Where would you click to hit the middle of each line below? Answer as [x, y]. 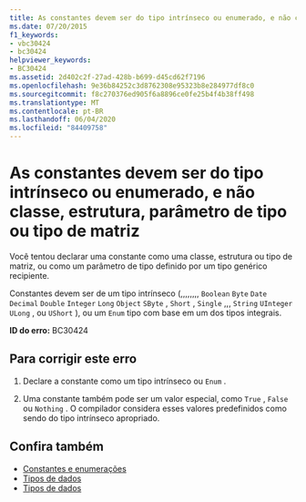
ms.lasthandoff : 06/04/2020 [63, 119]
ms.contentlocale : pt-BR [56, 111]
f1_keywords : [34, 35]
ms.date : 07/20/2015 [49, 26]
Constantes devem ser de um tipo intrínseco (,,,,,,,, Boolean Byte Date [138, 293]
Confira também [57, 447]
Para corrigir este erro [73, 359]
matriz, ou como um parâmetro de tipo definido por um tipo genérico [138, 266]
